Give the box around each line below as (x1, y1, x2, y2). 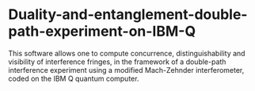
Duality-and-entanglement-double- (8, 6, 248, 24)
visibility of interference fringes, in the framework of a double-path (8, 57, 226, 66)
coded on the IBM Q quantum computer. (8, 74, 139, 83)
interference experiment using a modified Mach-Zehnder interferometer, (8, 65, 245, 74)
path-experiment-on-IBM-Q (8, 22, 196, 40)
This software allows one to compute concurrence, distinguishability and (8, 48, 245, 58)
